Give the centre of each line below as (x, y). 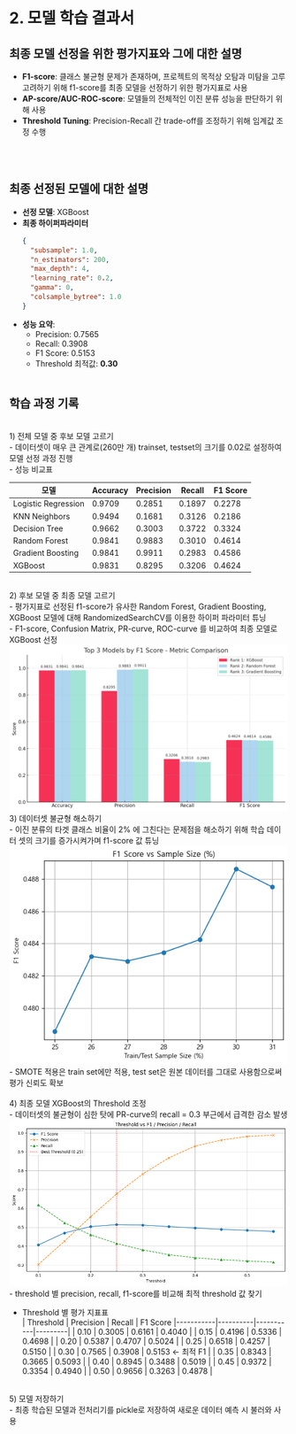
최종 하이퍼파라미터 (55, 223)
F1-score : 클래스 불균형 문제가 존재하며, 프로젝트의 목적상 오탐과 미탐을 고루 (153, 77)
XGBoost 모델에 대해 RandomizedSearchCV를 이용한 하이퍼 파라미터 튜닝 (138, 618)
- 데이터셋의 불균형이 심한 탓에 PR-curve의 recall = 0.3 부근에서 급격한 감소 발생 (148, 1114)
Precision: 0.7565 (67, 334)
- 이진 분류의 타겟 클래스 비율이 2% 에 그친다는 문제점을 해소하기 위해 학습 (137, 829)
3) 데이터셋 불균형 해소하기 (56, 819)
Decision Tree (38, 528)
